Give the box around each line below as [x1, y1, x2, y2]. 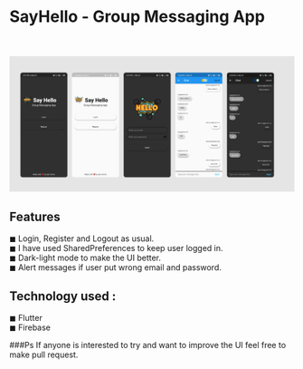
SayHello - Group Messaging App [9, 6, 265, 27]
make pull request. [9, 349, 79, 360]
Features [9, 209, 61, 225]
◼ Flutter [9, 313, 43, 324]
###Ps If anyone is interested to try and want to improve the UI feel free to [9, 340, 287, 351]
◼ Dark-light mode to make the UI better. [9, 252, 161, 264]
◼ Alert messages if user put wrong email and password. [9, 262, 222, 273]
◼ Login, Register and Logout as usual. [9, 233, 155, 244]
